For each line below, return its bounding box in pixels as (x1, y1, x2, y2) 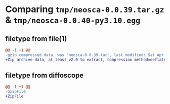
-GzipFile (5, 89, 26, 94)
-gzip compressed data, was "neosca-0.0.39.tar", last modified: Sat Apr (5, 52, 164, 58)
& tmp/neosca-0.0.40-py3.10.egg (5, 14, 141, 26)
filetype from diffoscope (5, 71, 84, 80)
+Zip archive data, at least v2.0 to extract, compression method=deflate (5, 57, 166, 62)
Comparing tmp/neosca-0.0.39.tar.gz (5, 4, 164, 15)
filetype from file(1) (5, 34, 67, 43)
